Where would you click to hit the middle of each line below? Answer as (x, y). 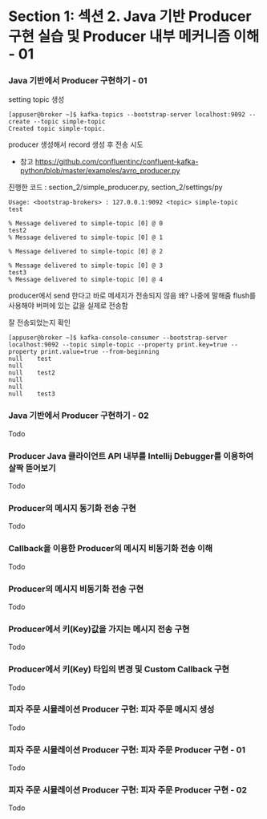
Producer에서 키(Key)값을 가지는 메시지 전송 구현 (99, 629)
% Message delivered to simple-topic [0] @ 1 (85, 237)
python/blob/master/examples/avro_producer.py (100, 171)
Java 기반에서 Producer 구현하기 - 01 (78, 81)
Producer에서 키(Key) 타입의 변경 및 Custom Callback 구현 (119, 669)
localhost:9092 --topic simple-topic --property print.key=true (118, 345)
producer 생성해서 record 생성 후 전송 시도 (76, 144)
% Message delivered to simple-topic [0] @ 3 (85, 266)
